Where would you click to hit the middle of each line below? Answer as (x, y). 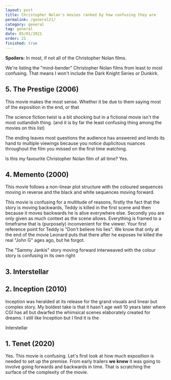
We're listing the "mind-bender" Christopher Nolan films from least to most (84, 68)
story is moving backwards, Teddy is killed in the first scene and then (78, 208)
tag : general (19, 29)
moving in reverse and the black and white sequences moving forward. (80, 192)
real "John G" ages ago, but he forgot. (45, 240)
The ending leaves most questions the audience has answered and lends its (85, 138)
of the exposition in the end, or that (42, 107)
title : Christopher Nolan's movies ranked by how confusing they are (81, 15)
